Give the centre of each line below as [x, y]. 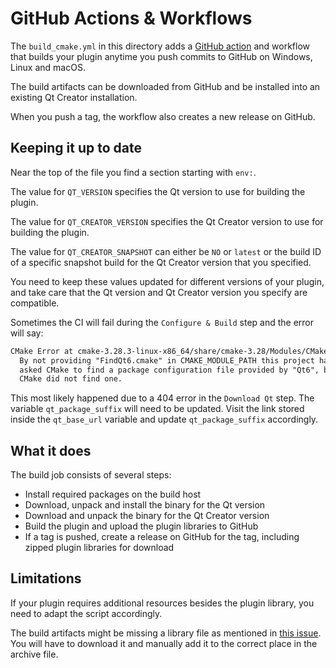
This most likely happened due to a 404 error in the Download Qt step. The [162, 398]
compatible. [35, 303]
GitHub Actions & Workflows [131, 18]
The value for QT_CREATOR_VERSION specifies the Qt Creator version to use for [167, 221]
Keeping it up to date [76, 148]
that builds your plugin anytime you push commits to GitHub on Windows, [161, 56]
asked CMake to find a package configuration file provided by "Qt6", [169, 370]
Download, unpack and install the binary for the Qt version [145, 505]
